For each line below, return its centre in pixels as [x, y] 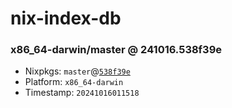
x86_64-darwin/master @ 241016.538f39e [116, 50]
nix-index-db [66, 18]
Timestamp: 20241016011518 [82, 93]
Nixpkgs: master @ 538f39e [77, 71]
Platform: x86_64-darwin [74, 82]
